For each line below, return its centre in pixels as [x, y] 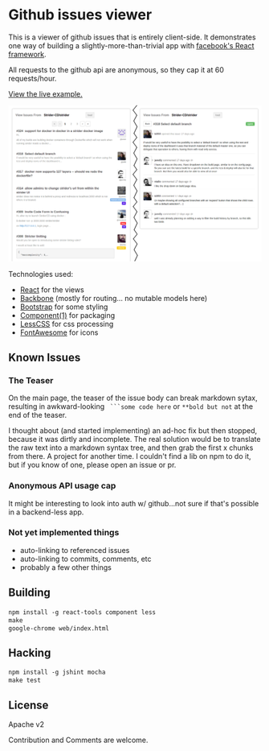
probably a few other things [66, 567]
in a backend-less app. [46, 512]
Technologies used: [41, 274]
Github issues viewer [80, 15]
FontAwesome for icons [59, 332]
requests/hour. [33, 78]
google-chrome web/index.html [59, 628]
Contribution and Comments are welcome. [78, 740]
